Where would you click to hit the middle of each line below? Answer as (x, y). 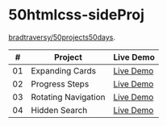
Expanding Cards (64, 70)
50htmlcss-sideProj (77, 15)
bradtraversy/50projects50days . (62, 37)
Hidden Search (59, 110)
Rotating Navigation (68, 97)
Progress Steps (60, 84)
